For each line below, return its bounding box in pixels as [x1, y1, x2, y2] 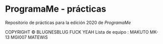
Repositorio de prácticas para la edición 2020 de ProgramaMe [5, 20, 131, 25]
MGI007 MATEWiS [10, 34, 48, 40]
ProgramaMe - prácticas [5, 3, 106, 15]
